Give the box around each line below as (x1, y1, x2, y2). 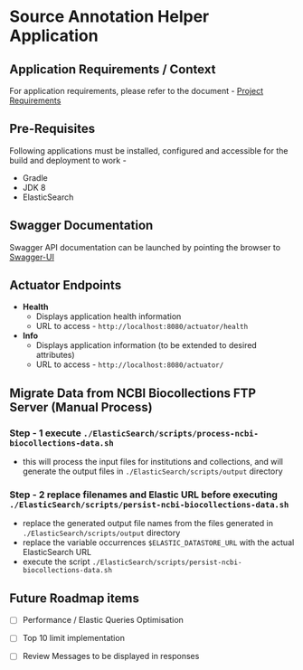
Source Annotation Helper (9, 6, 210, 27)
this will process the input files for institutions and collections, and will (22, 457, 283, 467)
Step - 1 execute (9, 427, 81, 439)
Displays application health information (35, 311, 182, 322)
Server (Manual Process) (9, 400, 153, 415)
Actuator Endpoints (9, 278, 122, 293)
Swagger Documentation (9, 218, 154, 233)
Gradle (22, 172, 48, 183)
